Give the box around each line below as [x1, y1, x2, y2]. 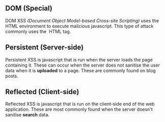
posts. [5, 73, 19, 79]
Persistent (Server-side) [5, 43, 84, 52]
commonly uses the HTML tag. [5, 28, 71, 35]
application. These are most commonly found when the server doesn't [5, 106, 153, 112]
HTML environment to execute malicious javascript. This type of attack [5, 23, 154, 29]
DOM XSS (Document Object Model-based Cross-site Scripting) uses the [5, 17, 159, 23]
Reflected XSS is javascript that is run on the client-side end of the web [5, 101, 155, 107]
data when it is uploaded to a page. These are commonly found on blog [5, 67, 156, 73]
